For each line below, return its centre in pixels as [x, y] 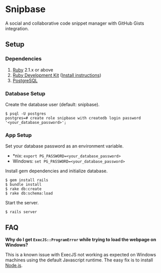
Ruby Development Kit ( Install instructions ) [57, 75]
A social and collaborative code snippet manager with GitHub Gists [75, 23]
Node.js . [14, 265]
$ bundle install [23, 185]
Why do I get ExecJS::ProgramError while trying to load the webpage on [81, 240]
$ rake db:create [23, 189]
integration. [17, 28]
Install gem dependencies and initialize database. [57, 171]
